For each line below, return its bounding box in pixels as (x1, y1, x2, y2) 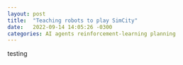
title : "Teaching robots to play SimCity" (7, 17, 138, 24)
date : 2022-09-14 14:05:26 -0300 (7, 23, 113, 30)
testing (7, 49, 28, 58)
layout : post (7, 10, 46, 18)
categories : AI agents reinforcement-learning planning (7, 30, 176, 37)
